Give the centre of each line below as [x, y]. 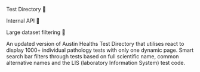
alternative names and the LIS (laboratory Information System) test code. [96, 63]
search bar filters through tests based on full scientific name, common [93, 56]
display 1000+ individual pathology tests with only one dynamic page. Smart [100, 50]
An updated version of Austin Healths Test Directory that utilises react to [95, 44]
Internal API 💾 [23, 21]
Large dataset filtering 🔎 [36, 32]
